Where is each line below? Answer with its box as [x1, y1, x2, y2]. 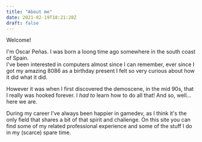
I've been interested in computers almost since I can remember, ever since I [6, 61, 195, 68]
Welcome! [6, 37, 31, 44]
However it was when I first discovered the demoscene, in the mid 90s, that [6, 85, 194, 93]
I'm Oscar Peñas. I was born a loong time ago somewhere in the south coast [6, 48, 196, 55]
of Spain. [6, 55, 29, 62]
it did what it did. [6, 73, 48, 81]
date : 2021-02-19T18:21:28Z [6, 14, 77, 20]
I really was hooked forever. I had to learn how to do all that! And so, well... [6, 91, 192, 99]
